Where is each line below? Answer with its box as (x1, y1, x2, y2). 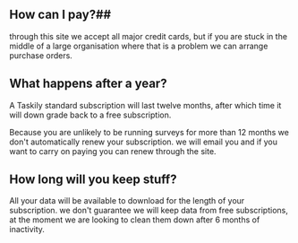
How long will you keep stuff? (9, 172, 177, 187)
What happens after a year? (9, 76, 167, 91)
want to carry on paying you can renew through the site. (9, 145, 217, 156)
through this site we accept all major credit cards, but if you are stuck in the (9, 30, 288, 41)
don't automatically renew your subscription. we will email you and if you (9, 136, 278, 147)
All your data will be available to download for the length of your (9, 195, 245, 206)
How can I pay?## (9, 7, 112, 22)
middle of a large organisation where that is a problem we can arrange (9, 40, 268, 51)
